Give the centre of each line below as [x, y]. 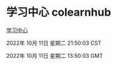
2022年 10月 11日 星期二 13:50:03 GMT [55, 55]
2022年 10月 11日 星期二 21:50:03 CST [54, 43]
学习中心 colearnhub [59, 12]
